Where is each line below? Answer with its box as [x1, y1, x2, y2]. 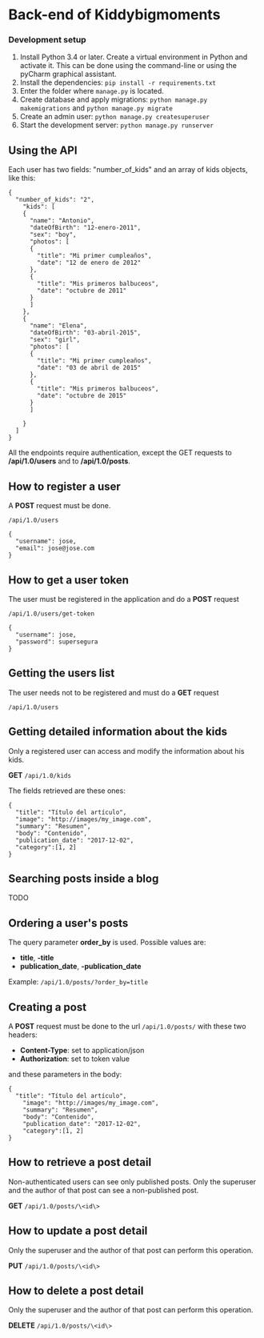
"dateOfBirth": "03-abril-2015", [29, 329, 142, 337]
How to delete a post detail [8, 1284, 144, 1297]
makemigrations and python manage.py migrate [19, 103, 174, 113]
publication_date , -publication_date [19, 962, 142, 971]
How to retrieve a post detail [8, 1156, 152, 1169]
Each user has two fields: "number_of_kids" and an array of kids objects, [8, 165, 248, 174]
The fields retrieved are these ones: [8, 786, 126, 795]
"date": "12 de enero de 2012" [37, 258, 142, 267]
